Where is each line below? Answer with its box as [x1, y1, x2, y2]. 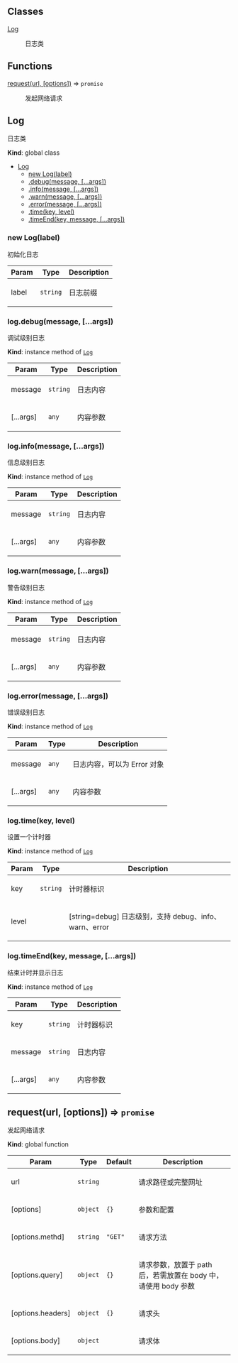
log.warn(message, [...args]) [7, 566, 109, 576]
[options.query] [11, 1270, 63, 1280]
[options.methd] [11, 1232, 65, 1242]
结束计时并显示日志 [7, 968, 64, 977]
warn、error [68, 922, 110, 932]
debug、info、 [172, 912, 221, 921]
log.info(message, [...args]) [7, 441, 105, 451]
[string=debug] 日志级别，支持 [68, 912, 171, 921]
